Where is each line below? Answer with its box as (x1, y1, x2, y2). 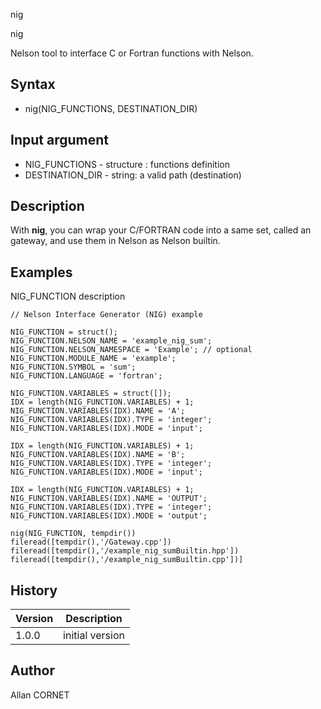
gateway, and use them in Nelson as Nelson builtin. (10, 235, 221, 247)
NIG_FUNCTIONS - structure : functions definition (24, 158, 230, 170)
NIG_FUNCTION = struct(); (10, 327, 118, 338)
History (10, 582, 58, 599)
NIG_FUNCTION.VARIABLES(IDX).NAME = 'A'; (10, 406, 186, 416)
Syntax (10, 76, 56, 93)
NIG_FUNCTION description (10, 290, 126, 303)
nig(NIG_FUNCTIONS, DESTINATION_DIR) (24, 102, 198, 114)
